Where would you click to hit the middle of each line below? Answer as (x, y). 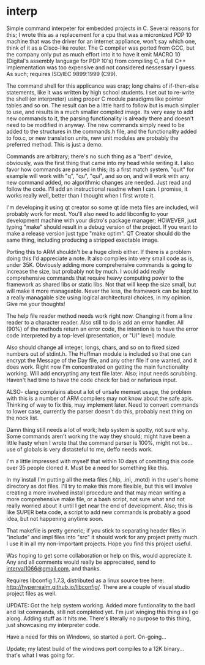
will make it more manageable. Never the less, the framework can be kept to (102, 291)
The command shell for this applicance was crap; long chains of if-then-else (102, 86)
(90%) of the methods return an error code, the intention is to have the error (102, 329)
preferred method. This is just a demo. (54, 144)
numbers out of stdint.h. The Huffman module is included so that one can (99, 353)
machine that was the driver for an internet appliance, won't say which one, (102, 41)
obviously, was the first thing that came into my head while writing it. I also (100, 163)
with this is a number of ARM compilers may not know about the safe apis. (100, 398)
